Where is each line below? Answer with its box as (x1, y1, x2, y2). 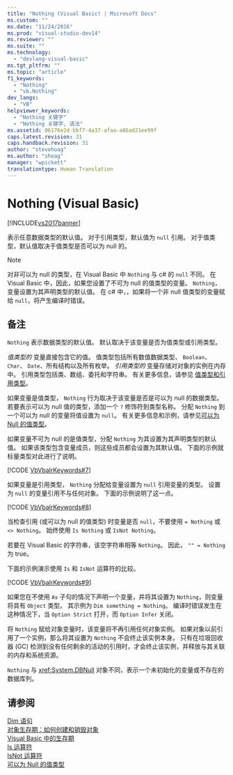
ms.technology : (7, 49, 51, 56)
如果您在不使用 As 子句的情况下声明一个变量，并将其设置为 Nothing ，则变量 (7, 593, 224, 601)
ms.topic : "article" (7, 68, 67, 75)
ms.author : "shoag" (7, 152, 64, 160)
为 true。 (7, 549, 33, 558)
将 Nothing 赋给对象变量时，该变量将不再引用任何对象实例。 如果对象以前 (7, 625, 217, 634)
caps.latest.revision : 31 (7, 133, 82, 140)
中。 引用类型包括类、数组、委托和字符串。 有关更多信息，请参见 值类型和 (7, 370, 220, 379)
